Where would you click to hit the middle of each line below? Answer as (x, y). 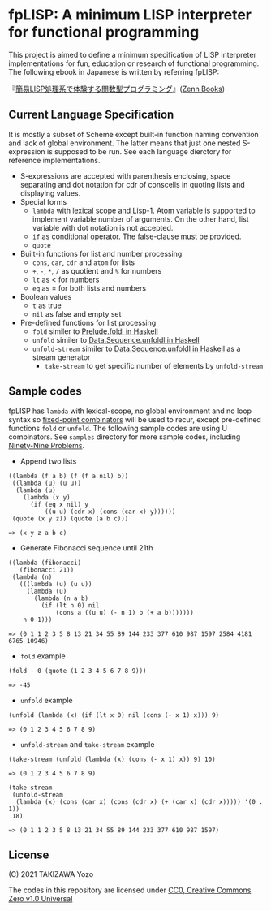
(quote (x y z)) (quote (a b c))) (70, 518)
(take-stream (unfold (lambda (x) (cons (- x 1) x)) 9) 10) (112, 759)
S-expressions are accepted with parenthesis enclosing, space (125, 175)
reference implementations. (54, 160)
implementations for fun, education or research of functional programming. (134, 63)
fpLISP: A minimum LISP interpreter (130, 15)
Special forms (43, 201)
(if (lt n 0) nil (70, 605)
